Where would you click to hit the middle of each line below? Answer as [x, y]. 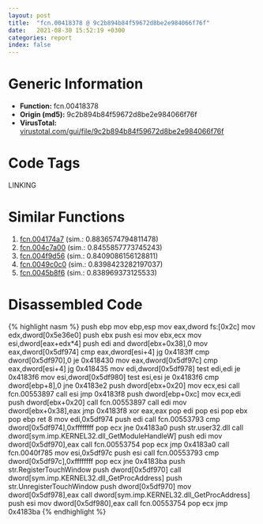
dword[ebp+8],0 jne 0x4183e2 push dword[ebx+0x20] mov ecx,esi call [124, 385]
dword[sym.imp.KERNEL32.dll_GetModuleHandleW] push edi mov [115, 435]
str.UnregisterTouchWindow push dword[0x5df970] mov [100, 486]
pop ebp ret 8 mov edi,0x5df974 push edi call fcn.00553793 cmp [114, 419]
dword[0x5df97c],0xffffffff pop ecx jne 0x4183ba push [97, 461]
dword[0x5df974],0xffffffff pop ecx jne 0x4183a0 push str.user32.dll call [126, 427]
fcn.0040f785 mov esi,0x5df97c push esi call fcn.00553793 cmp [114, 453]
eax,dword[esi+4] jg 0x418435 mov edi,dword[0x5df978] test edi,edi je [124, 368]
